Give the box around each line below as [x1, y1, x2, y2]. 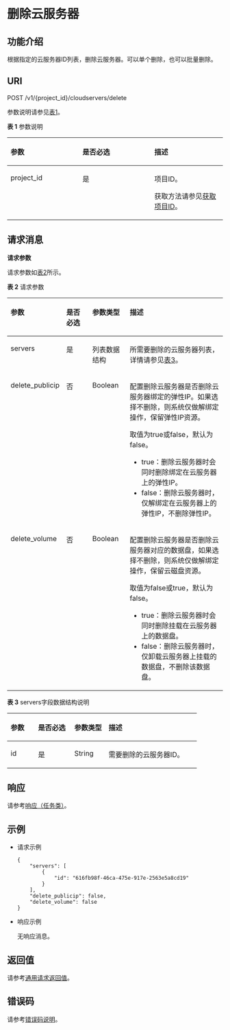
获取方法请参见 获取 [154, 191, 217, 201]
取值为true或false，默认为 [129, 429, 214, 439]
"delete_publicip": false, [29, 893, 107, 900]
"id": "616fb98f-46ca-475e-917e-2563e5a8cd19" [53, 875, 190, 882]
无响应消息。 [16, 932, 53, 940]
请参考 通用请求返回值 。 [7, 974, 73, 982]
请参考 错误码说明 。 [7, 1015, 62, 1023]
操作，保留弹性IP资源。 [129, 412, 205, 422]
